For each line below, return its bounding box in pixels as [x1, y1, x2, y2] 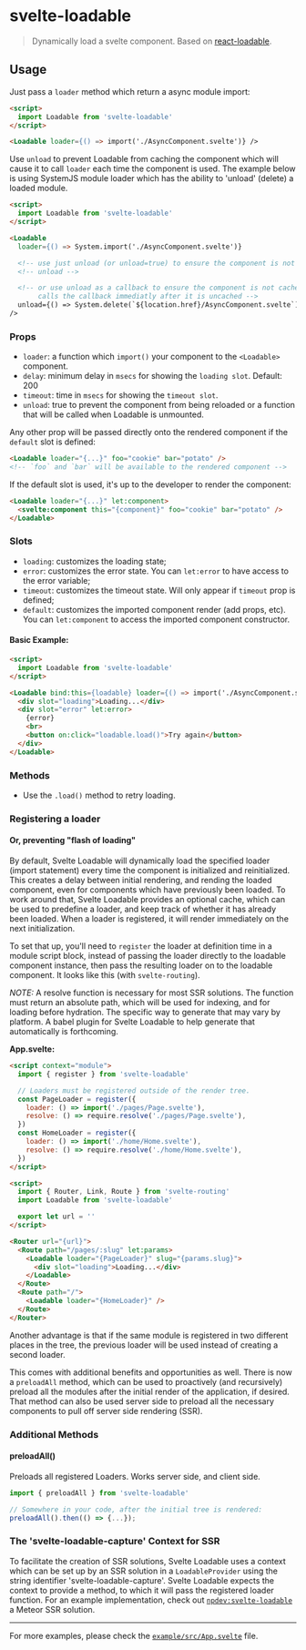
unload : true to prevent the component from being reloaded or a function [22, 400, 296, 411]
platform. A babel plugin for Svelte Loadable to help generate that [9, 1016, 255, 1027]
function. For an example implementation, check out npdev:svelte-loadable [9, 1594, 293, 1605]
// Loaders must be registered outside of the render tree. [17, 1085, 250, 1095]
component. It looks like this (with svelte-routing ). [9, 970, 200, 981]
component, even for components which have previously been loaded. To [9, 884, 286, 895]
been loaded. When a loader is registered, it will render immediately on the [9, 913, 290, 924]
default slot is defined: [9, 436, 96, 447]
